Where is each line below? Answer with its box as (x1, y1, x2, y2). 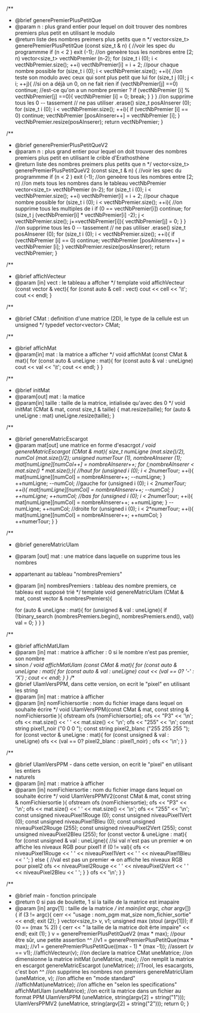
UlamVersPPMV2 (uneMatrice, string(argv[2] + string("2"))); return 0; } (14, 1000, 189, 1007)
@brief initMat (14, 387, 50, 393)
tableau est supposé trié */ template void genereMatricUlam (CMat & (14, 588, 184, 596)
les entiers (14, 767, 41, 774)
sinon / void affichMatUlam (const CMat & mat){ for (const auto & (14, 661, 177, 669)
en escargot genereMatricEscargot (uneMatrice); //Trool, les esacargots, (14, 962, 194, 969)
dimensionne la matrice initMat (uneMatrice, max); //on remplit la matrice (14, 956, 195, 962)
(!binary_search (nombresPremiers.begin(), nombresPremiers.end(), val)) (14, 613, 194, 620)
